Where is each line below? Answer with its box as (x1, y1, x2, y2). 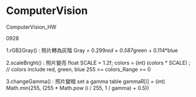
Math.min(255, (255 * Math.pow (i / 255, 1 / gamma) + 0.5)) (6, 84, 149, 91)
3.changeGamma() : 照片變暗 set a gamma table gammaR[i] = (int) (6, 78, 166, 85)
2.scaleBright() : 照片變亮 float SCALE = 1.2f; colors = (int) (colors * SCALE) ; (6, 59, 191, 66)
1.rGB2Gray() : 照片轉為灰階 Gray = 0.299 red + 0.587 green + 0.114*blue (6, 47, 178, 54)
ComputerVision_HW (6, 23, 57, 30)
